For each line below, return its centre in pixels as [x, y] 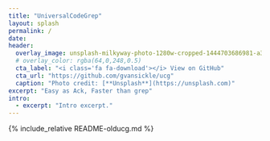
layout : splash [34, 23]
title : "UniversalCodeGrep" [55, 16]
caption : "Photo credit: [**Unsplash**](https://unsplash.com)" [125, 83]
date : [17, 38]
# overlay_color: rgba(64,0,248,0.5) [79, 61]
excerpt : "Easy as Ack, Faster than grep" [80, 91]
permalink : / [30, 31]
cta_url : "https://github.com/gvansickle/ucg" [95, 76]
